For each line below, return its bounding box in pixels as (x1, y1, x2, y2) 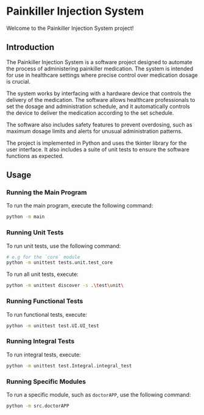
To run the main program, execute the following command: (6, 202, 153, 209)
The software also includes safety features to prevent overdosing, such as (6, 121, 193, 128)
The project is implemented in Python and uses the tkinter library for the (6, 139, 187, 146)
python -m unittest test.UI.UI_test (6, 322, 99, 329)
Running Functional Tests (6, 297, 83, 306)
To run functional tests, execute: (6, 311, 87, 318)
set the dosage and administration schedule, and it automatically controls (6, 103, 190, 110)
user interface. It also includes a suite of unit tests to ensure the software (6, 145, 190, 153)
